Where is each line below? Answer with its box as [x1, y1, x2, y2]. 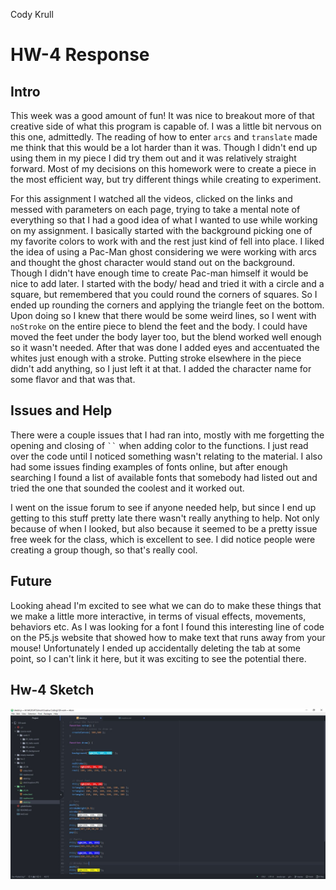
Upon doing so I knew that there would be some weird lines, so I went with [10, 310, 317, 321]
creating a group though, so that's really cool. [10, 544, 198, 556]
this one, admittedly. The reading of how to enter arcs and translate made [10, 131, 318, 143]
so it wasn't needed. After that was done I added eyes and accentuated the [10, 342, 320, 353]
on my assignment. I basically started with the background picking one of [10, 225, 313, 236]
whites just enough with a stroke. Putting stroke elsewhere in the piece [10, 352, 302, 364]
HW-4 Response [10, 44, 150, 66]
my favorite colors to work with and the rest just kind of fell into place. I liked [10, 235, 325, 247]
